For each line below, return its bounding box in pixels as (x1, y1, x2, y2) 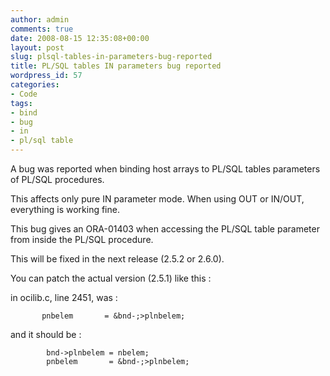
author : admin (10, 14, 70, 25)
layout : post (10, 42, 65, 53)
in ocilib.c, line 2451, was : (10, 292, 118, 303)
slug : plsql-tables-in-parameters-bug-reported (10, 52, 213, 62)
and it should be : (10, 329, 82, 340)
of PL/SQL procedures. (10, 174, 105, 185)
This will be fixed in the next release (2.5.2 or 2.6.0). (10, 253, 225, 265)
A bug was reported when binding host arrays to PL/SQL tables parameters (10, 163, 321, 175)
